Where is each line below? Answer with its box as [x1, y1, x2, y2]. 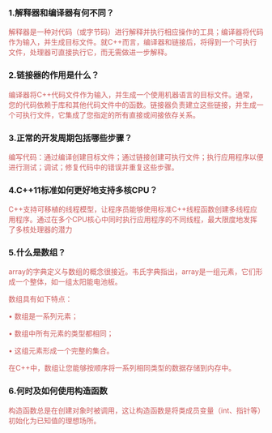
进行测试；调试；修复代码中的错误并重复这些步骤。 [8, 162, 179, 172]
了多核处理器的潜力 [8, 225, 73, 234]
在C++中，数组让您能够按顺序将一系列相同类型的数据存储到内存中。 [8, 363, 236, 373]
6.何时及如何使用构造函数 [8, 385, 108, 397]
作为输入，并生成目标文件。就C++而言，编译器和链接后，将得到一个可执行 [8, 37, 257, 47]
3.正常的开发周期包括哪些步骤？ [8, 132, 133, 144]
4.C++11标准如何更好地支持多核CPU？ [8, 184, 158, 195]
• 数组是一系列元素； [8, 311, 79, 321]
